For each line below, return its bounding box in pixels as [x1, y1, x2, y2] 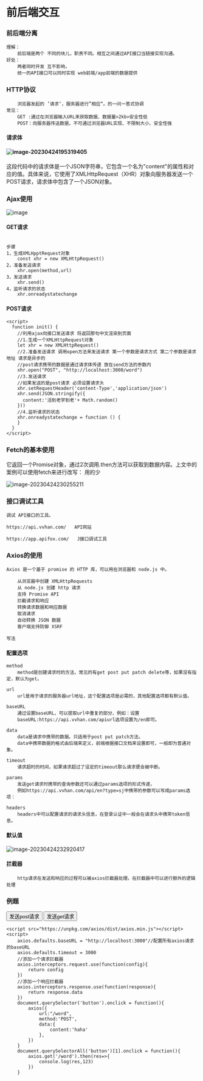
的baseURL [6, 944, 30, 950]
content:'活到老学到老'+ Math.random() [22, 397, 119, 403]
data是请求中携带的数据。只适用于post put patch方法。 [17, 734, 143, 740]
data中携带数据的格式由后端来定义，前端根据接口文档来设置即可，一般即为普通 [17, 741, 187, 747]
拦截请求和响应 [17, 598, 49, 604]
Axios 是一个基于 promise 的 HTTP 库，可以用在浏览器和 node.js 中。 [6, 567, 170, 573]
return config [28, 967, 64, 973]
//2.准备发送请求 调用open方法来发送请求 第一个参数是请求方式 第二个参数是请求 [17, 349, 196, 355]
